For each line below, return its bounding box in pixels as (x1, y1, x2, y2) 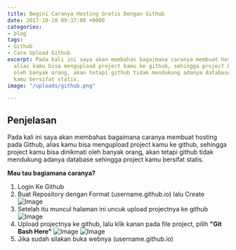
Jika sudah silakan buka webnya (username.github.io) (17, 235, 174, 243)
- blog (7, 29, 27, 37)
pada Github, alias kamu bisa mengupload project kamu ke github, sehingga (7, 140, 227, 149)
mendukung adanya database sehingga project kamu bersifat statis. (7, 155, 204, 164)
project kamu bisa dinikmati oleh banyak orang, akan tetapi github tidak (7, 148, 214, 157)
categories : (7, 23, 42, 30)
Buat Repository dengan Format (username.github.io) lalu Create (17, 190, 205, 199)
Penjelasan (7, 114, 58, 126)
